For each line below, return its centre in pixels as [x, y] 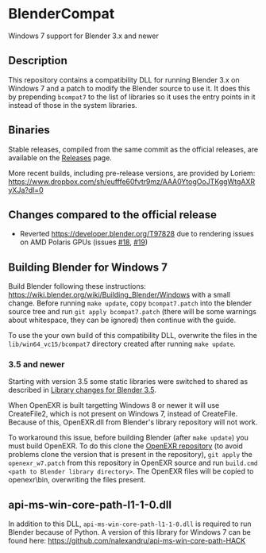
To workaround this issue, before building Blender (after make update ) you [128, 438]
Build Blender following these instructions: [77, 286]
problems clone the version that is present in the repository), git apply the [130, 455]
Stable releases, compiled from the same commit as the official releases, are [133, 149]
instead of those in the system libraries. [73, 105]
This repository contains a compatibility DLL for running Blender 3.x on [124, 79]
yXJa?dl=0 [26, 190]
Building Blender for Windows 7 [88, 267]
